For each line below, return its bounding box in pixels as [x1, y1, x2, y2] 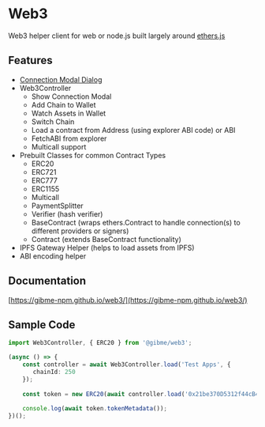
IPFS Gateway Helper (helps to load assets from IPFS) [19, 243, 195, 252]
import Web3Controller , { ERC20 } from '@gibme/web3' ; [8, 339, 192, 347]
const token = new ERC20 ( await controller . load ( [22, 390, 185, 398]
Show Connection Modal [31, 92, 112, 101]
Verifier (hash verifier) [31, 209, 103, 218]
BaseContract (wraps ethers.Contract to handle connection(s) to [31, 217, 241, 227]
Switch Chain [31, 116, 75, 127]
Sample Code [8, 318, 76, 331]
